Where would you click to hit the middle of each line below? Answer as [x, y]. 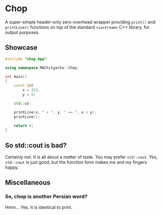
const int [24, 86]
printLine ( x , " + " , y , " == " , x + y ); [55, 112]
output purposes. [22, 32]
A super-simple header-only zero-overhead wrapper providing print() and [80, 22]
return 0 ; [24, 126]
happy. [12, 167]
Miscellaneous [28, 183]
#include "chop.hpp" [26, 59]
